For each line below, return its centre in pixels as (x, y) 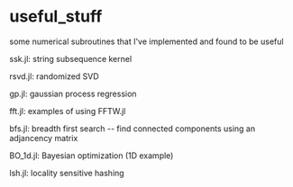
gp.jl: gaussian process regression (73, 93)
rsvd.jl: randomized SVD (54, 76)
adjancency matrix (44, 138)
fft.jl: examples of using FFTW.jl (68, 111)
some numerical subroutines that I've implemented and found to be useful (146, 41)
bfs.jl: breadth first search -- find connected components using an (132, 129)
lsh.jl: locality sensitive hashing (67, 173)
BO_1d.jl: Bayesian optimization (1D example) (92, 156)
